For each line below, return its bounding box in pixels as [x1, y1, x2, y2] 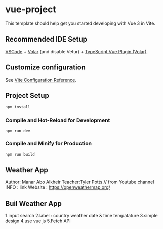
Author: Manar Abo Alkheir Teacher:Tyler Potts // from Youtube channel [5, 179, 154, 185]
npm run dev [5, 128, 30, 133]
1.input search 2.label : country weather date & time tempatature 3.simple [5, 213, 158, 219]
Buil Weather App [5, 199, 62, 208]
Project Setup [5, 91, 50, 100]
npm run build [5, 151, 35, 157]
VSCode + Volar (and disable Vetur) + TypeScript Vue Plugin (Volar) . [5, 48, 148, 54]
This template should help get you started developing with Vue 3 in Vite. [5, 20, 156, 26]
